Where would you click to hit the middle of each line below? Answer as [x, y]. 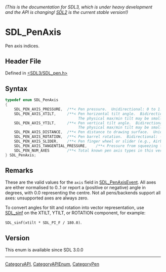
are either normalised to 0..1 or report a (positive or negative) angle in [75, 188]
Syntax [16, 89]
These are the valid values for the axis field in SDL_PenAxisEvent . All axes [81, 182]
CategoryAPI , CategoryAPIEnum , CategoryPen [52, 264]
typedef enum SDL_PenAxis [32, 100]
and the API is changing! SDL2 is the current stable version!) [67, 12]
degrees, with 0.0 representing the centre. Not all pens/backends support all [83, 193]
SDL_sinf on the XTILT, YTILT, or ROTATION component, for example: [75, 213]
